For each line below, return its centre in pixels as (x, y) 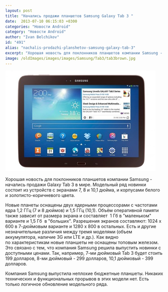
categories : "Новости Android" (38, 27)
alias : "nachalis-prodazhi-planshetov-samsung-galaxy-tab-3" (70, 48)
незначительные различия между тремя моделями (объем (69, 232)
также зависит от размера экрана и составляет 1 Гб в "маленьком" (78, 216)
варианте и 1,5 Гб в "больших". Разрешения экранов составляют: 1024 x (83, 221)
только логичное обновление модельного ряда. (57, 284)
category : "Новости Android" (36, 32)
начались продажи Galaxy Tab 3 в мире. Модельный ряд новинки (76, 184)
